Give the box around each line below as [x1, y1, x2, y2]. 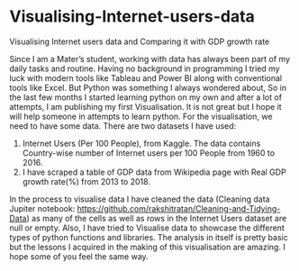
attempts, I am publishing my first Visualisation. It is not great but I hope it [9, 101, 282, 112]
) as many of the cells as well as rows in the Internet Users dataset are [26, 212, 287, 223]
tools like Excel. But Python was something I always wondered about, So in [9, 82, 287, 93]
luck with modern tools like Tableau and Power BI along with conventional [9, 72, 282, 83]
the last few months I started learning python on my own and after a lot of [9, 92, 282, 103]
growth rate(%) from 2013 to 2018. [22, 176, 151, 186]
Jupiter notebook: [9, 203, 76, 213]
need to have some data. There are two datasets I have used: [9, 120, 237, 131]
